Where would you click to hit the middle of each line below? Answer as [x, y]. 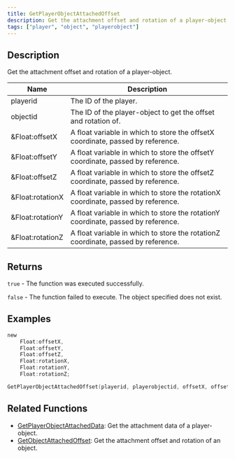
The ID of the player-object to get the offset [142, 113]
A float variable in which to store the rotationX [145, 193]
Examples [29, 319]
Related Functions [48, 409]
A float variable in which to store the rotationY [145, 213]
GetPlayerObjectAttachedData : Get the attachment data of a [104, 425]
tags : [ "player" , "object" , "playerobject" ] [73, 27]
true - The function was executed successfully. [76, 283]
